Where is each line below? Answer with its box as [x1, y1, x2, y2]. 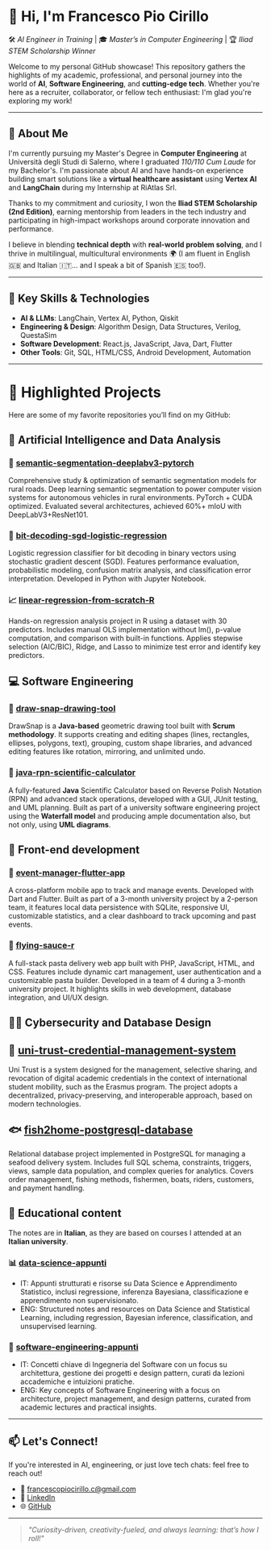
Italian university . [8, 1236, 69, 1246]
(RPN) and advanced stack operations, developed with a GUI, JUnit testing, [8, 794, 258, 803]
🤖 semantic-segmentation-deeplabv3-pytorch [8, 457, 194, 469]
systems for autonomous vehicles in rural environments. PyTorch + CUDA [8, 493, 252, 502]
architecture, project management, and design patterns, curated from [19, 1394, 252, 1404]
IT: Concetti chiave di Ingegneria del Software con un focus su [19, 1360, 227, 1369]
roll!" [27, 1533, 44, 1543]
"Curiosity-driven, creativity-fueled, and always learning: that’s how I [27, 1524, 260, 1535]
